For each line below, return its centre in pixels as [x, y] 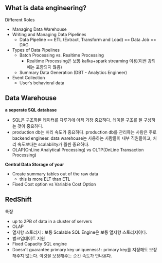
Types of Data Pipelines [36, 50]
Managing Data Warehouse [39, 29]
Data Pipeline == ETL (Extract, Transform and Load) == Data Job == [88, 39]
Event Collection [28, 77]
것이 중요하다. [30, 126]
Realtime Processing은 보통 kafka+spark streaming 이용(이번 [87, 61]
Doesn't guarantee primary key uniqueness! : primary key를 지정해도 [80, 250]
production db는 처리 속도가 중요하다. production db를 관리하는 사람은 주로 [84, 132]
